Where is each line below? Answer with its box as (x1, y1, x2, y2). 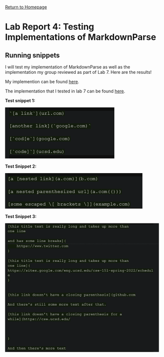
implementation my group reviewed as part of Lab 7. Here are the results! (5, 69, 152, 75)
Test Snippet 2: (5, 163, 37, 169)
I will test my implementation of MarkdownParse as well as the (5, 64, 130, 70)
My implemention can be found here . (5, 79, 80, 85)
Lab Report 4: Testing (5, 22, 94, 32)
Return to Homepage (5, 4, 47, 10)
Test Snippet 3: (5, 214, 37, 219)
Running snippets (5, 51, 60, 59)
